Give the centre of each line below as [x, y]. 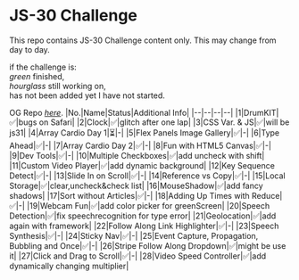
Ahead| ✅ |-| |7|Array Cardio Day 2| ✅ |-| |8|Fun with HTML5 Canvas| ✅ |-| [141, 145]
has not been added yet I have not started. [87, 95]
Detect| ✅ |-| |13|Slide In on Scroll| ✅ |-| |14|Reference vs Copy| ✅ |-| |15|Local [147, 176]
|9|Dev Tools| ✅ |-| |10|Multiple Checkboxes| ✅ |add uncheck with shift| [137, 155]
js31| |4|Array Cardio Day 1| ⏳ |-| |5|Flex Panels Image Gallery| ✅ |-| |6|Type [145, 132]
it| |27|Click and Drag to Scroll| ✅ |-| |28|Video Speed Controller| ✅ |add [138, 256]
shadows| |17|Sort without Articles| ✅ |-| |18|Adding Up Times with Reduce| [146, 195]
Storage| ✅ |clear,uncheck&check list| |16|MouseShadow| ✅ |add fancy [136, 185]
